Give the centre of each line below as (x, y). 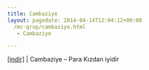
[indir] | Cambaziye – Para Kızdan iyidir (63, 59)
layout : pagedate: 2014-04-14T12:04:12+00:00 (74, 20)
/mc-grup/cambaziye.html (50, 27)
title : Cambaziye (33, 14)
